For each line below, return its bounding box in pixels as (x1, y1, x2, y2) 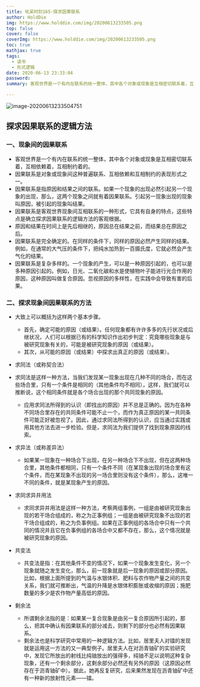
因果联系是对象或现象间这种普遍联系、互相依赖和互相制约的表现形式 (14, 170, 182, 177)
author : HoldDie (6, 14, 46, 20)
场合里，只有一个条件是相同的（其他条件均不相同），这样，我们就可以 (20, 381, 190, 388)
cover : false (6, 31, 39, 37)
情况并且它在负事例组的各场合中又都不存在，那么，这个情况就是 (34, 526, 191, 534)
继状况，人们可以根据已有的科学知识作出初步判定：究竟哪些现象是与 (23, 333, 191, 340)
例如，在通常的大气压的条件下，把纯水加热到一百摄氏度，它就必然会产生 (14, 245, 192, 252)
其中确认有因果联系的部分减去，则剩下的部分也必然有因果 (39, 622, 180, 629)
